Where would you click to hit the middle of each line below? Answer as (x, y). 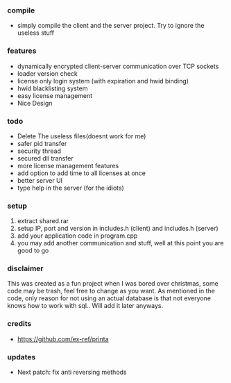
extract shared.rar (43, 221)
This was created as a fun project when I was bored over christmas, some (113, 284)
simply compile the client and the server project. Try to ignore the (111, 26)
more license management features (68, 165)
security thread (39, 151)
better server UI (40, 180)
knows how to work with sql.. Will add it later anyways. (85, 306)
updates (22, 357)
